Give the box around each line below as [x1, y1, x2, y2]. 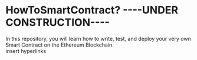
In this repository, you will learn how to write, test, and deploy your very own [5, 35, 191, 42]
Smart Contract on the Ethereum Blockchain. [5, 41, 114, 48]
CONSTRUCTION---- [5, 16, 110, 29]
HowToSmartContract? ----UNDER [5, 3, 178, 17]
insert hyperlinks [5, 47, 47, 54]
